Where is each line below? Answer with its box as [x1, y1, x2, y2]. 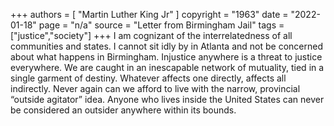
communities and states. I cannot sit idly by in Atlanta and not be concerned [10, 40, 323, 52]
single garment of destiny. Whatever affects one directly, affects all [10, 72, 287, 84]
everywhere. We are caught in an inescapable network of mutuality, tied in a [10, 62, 325, 73]
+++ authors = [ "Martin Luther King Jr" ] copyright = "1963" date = [10, 9, 289, 20]
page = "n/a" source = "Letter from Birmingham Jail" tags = [38, 19, 285, 31]
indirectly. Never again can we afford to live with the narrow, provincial [10, 83, 301, 94]
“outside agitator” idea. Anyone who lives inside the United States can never [10, 94, 325, 105]
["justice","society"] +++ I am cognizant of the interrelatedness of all [10, 30, 293, 41]
